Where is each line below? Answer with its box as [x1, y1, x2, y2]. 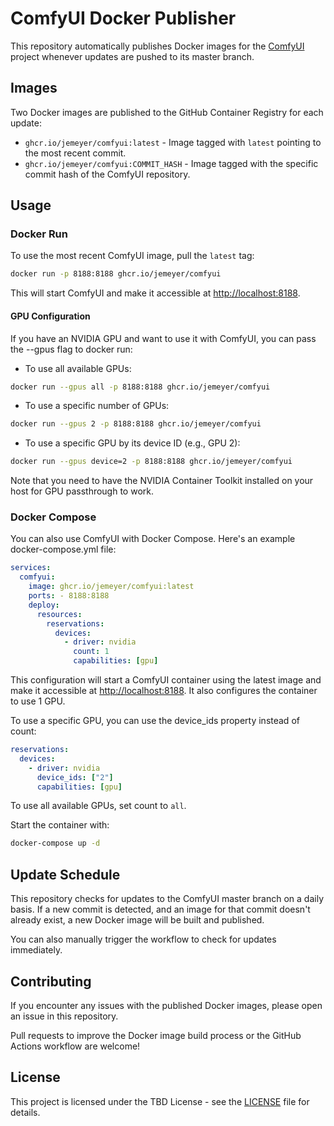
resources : [36, 609, 83, 619]
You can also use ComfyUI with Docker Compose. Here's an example [10, 533, 296, 545]
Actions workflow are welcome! [10, 1040, 141, 1052]
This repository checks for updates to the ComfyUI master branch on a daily [10, 893, 325, 905]
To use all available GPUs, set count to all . [10, 800, 187, 812]
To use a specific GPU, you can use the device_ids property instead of [10, 715, 300, 727]
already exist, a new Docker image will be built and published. [10, 914, 265, 926]
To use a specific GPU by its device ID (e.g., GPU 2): [24, 437, 241, 449]
